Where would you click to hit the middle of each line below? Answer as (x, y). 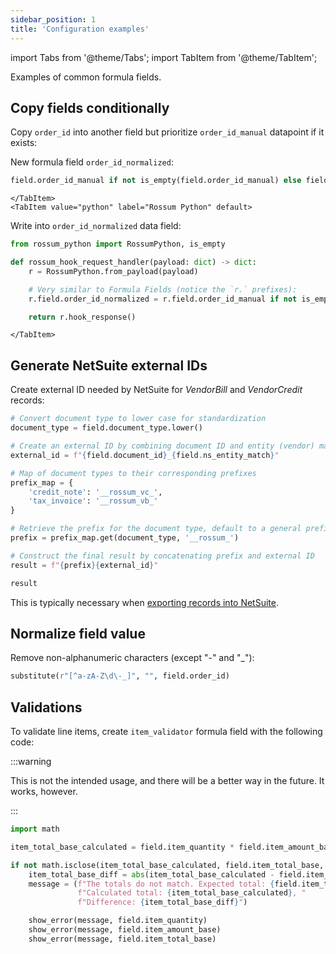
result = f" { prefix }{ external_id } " (84, 565)
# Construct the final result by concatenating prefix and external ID (162, 556)
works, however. (44, 791)
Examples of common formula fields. (86, 77)
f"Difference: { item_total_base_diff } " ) (162, 902)
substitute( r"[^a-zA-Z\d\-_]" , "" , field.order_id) (120, 676)
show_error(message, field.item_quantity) (118, 921)
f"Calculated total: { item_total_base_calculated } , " (192, 893)
